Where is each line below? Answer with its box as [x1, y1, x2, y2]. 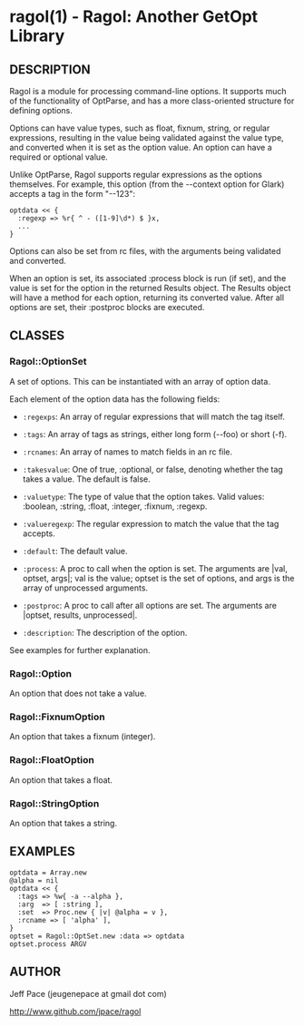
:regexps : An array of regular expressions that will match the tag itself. [22, 411, 286, 422]
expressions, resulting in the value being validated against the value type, [9, 132, 284, 142]
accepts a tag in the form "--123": [9, 189, 136, 199]
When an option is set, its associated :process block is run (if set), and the [9, 273, 287, 283]
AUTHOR [9, 964, 62, 980]
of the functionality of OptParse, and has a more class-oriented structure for [9, 95, 295, 106]
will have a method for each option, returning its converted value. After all [9, 292, 284, 303]
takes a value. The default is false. [22, 474, 152, 484]
